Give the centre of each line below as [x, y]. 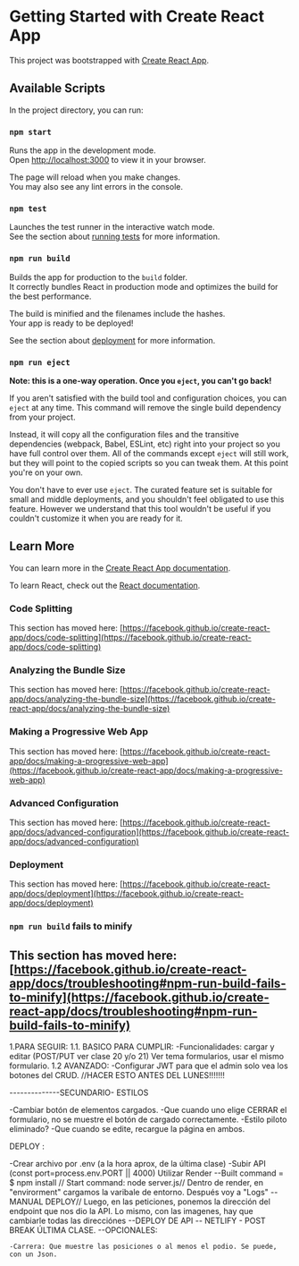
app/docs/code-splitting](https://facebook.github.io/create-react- [130, 638]
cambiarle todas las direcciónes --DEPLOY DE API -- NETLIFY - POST [137, 1220]
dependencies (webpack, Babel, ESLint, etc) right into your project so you [145, 444]
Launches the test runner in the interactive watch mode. [112, 227]
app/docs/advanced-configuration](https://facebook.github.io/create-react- [149, 832]
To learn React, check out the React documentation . [105, 585]
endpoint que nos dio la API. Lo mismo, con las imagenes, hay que [131, 1211]
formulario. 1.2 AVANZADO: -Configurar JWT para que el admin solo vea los [149, 1066]
